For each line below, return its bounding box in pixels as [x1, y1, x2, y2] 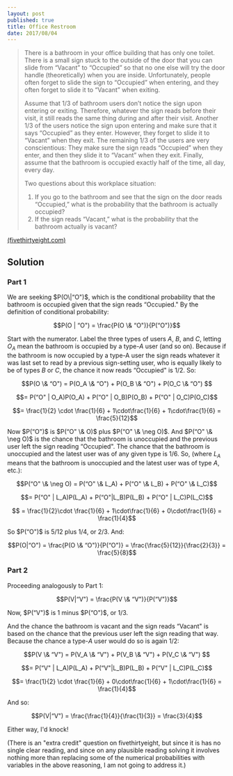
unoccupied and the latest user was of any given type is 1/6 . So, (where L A [7, 449, 221, 460]
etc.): [7, 466, 22, 474]
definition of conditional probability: [7, 307, 109, 316]
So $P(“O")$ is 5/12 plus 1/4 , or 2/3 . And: [7, 527, 124, 536]
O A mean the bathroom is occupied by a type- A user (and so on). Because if [7, 342, 227, 352]
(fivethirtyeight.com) [7, 236, 66, 245]
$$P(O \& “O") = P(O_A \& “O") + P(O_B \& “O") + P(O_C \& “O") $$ [21, 379, 213, 387]
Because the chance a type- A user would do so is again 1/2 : [7, 637, 179, 645]
